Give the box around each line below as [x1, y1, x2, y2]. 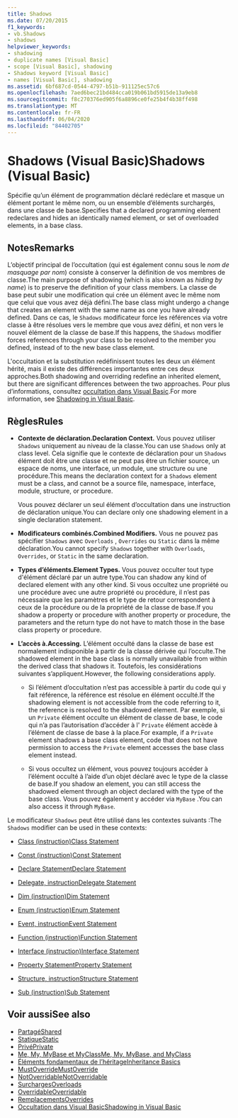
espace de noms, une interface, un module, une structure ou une [17, 464, 208, 473]
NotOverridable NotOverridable [17, 1072, 108, 1080]
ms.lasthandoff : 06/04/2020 [7, 115, 91, 122]
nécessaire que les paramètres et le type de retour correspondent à [17, 595, 216, 604]
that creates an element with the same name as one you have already [7, 306, 210, 314]
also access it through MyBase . [28, 802, 115, 811]
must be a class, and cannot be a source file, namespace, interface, [17, 479, 216, 488]
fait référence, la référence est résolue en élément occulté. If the [28, 691, 215, 700]
